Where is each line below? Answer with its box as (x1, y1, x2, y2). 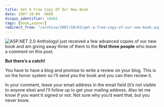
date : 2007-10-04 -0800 (5, 12, 54, 16)
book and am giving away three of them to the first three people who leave (5, 44, 157, 49)
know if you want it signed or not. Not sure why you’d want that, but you (5, 92, 150, 98)
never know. (5, 97, 30, 103)
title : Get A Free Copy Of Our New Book (5, 7, 89, 12)
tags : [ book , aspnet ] (5, 20, 47, 26)
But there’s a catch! (5, 58, 45, 64)
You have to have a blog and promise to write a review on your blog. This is (5, 67, 156, 73)
